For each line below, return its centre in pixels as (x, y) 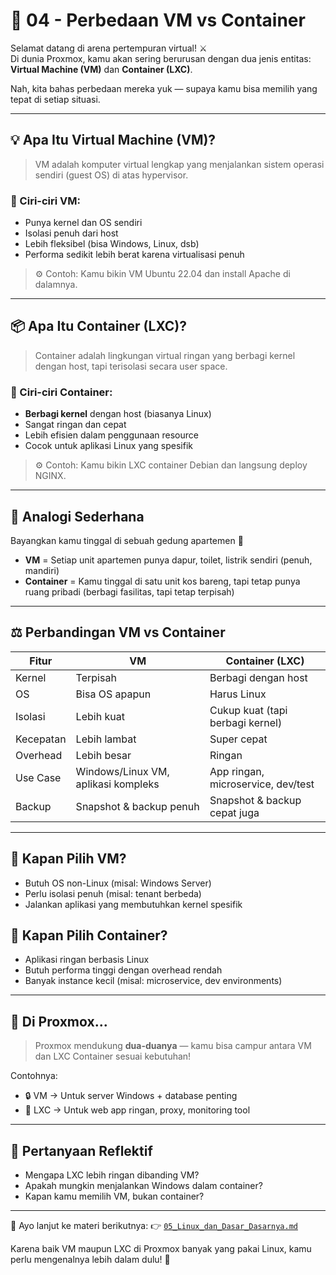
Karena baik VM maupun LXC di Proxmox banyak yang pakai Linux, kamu (161, 1249)
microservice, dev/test (262, 784)
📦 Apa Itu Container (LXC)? (98, 326)
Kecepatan (41, 739)
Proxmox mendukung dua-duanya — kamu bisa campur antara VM (173, 1046)
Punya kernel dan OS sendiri (83, 223)
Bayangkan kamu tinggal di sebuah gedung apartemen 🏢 (127, 540)
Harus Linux (238, 694)
